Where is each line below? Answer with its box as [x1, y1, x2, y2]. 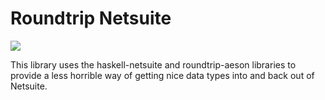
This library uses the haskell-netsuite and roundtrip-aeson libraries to [10, 58, 297, 71]
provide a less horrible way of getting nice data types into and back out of [10, 69, 315, 81]
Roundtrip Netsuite [10, 7, 172, 30]
